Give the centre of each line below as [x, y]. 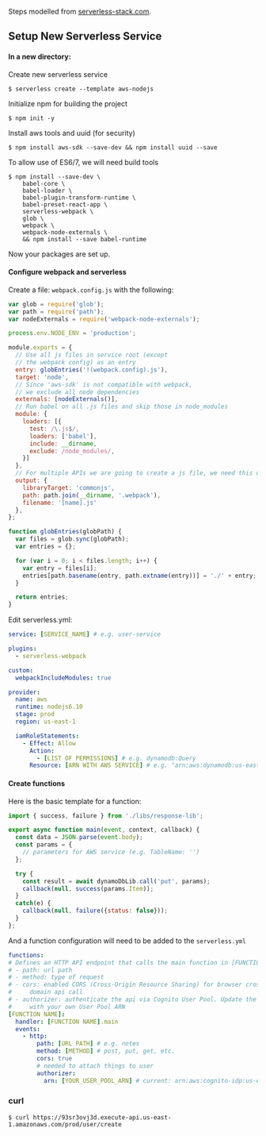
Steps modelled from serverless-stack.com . [80, 12]
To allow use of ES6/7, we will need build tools [84, 162]
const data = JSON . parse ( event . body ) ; [80, 838]
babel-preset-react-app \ [65, 204]
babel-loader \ [47, 191]
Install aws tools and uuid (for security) [72, 133]
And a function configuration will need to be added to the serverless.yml [127, 941]
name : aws [31, 699]
